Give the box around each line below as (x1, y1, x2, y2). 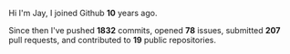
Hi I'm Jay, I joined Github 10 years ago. (8, 8, 158, 18)
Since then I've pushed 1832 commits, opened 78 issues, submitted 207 (8, 25, 281, 35)
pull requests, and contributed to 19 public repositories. (8, 35, 216, 45)
